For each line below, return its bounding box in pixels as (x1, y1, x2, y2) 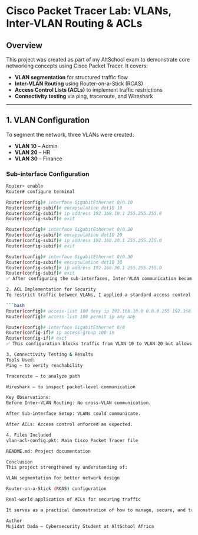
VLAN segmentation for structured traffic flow (14, 74, 128, 80)
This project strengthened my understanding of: (6, 465, 128, 470)
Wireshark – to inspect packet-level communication (6, 383, 136, 390)
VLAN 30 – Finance (14, 155, 63, 162)
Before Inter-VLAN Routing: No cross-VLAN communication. (6, 400, 151, 406)
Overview (6, 40, 43, 50)
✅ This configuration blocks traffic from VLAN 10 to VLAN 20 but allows (6, 341, 193, 347)
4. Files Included (6, 432, 51, 438)
